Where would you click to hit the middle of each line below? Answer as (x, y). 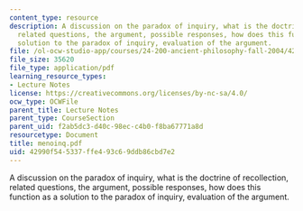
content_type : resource (54, 18)
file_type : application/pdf (62, 69)
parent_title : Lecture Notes (64, 110)
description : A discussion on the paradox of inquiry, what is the (139, 26)
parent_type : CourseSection (62, 118)
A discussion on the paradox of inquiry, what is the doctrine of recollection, (149, 178)
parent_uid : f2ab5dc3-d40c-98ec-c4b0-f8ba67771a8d (106, 127)
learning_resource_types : (58, 77)
